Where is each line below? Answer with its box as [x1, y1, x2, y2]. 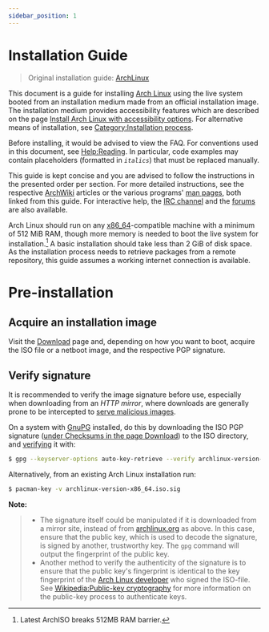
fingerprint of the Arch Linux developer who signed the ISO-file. [39, 574, 251, 584]
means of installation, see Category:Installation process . [8, 122, 194, 132]
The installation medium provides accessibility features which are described [8, 105, 259, 115]
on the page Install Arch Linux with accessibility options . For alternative [8, 114, 243, 124]
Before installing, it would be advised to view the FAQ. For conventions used [8, 138, 259, 148]
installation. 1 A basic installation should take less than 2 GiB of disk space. [8, 237, 252, 249]
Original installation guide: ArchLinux [27, 73, 150, 83]
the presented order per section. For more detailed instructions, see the [8, 179, 244, 188]
